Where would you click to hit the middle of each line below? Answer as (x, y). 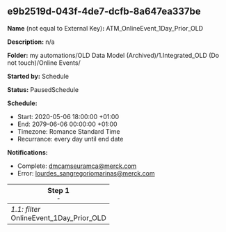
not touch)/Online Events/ (44, 63)
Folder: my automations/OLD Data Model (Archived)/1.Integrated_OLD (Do (113, 55)
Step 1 (58, 190)
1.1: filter (25, 209)
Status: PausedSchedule (43, 89)
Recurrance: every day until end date (70, 139)
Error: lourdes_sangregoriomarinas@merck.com (86, 173)
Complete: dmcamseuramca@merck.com (77, 166)
